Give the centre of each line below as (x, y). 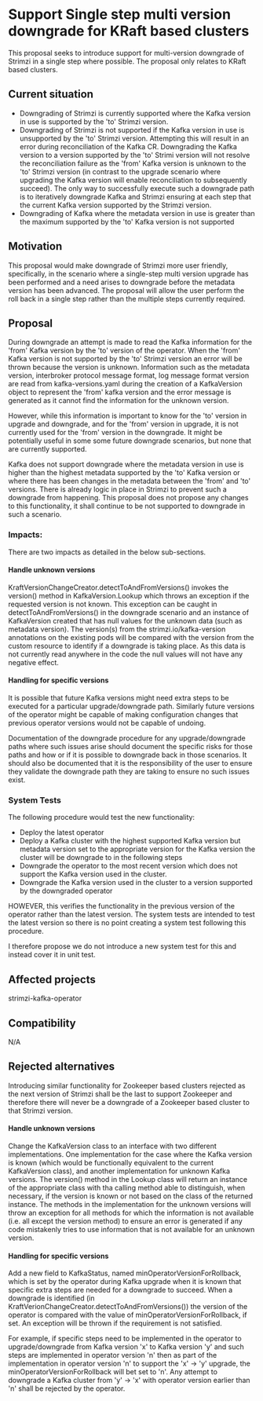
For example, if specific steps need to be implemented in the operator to (125, 1339)
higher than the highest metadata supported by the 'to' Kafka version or (124, 473)
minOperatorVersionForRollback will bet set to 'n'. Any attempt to (113, 1372)
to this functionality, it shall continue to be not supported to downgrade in (127, 506)
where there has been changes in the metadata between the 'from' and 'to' (130, 481)
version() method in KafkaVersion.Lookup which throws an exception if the (129, 595)
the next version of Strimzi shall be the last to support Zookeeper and (121, 1094)
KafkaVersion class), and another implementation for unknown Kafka (119, 1171)
